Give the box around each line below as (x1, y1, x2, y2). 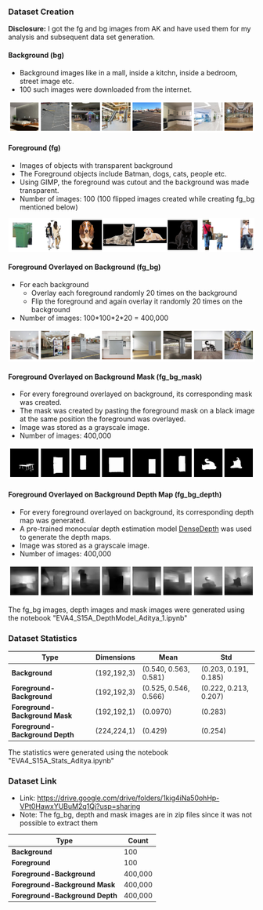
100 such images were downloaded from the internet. (19, 85, 193, 94)
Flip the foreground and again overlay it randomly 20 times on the (31, 297, 243, 306)
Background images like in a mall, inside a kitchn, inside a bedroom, (19, 67, 238, 77)
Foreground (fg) (8, 144, 61, 153)
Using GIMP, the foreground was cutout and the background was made (19, 177, 250, 187)
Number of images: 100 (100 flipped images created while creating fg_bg (19, 194, 255, 203)
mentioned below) (19, 202, 78, 212)
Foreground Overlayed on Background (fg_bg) (8, 262, 161, 272)
